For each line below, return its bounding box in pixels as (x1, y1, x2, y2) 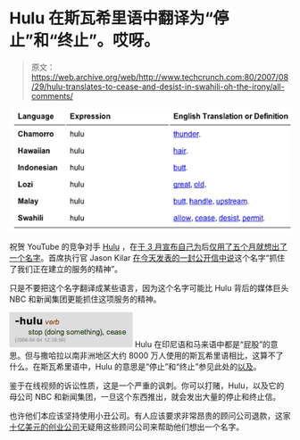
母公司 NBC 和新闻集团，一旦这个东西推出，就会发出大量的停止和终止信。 (9, 392, 281, 403)
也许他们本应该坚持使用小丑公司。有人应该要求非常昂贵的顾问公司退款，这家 (9, 411, 291, 421)
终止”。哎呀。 (57, 30, 160, 51)
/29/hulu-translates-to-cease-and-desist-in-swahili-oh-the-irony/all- (30, 81, 285, 92)
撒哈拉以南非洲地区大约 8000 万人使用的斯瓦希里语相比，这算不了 (39, 350, 284, 361)
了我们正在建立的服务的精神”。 (9, 264, 123, 275)
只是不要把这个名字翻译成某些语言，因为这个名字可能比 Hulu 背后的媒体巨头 (9, 283, 289, 294)
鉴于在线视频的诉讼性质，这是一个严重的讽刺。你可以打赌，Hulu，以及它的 (9, 380, 285, 391)
